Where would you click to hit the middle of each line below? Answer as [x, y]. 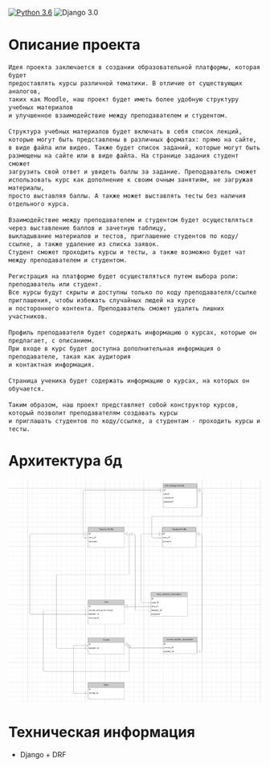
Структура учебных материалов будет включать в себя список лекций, [125, 131]
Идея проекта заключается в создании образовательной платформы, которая [135, 67]
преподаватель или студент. [55, 284]
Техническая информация [102, 732]
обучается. [27, 389]
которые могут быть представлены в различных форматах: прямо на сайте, [133, 139]
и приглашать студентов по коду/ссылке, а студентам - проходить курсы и [135, 421]
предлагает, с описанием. [51, 340]
